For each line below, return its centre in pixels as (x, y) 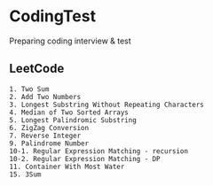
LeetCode (37, 69)
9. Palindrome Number (49, 143)
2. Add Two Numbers (45, 97)
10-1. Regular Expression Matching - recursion (99, 151)
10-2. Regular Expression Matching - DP (85, 159)
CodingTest (52, 16)
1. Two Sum (29, 89)
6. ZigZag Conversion (49, 128)
